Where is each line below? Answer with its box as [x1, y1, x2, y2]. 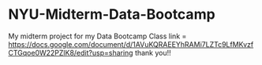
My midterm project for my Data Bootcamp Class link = [8, 31, 187, 41]
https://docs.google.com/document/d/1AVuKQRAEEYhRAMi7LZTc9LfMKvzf [8, 39, 254, 49]
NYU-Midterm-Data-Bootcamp [8, 5, 215, 23]
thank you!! [134, 48, 171, 57]
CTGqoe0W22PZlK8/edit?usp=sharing [8, 48, 133, 57]
